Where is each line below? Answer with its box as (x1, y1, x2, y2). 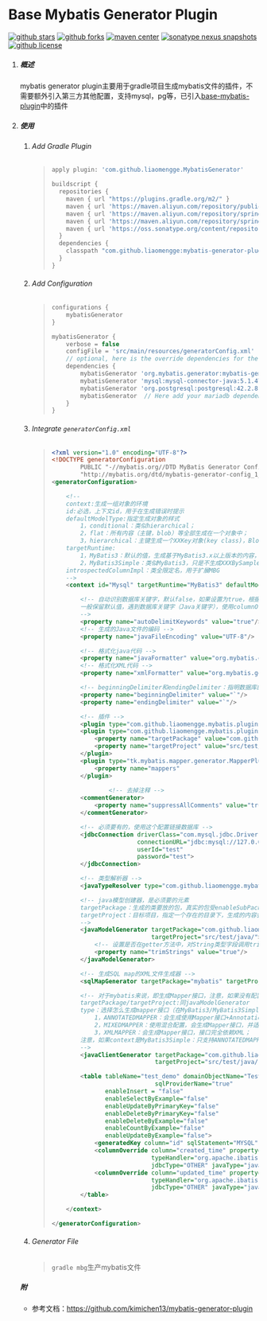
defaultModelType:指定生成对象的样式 (66, 515, 180, 523)
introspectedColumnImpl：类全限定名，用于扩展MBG (66, 567, 220, 575)
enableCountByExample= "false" (104, 1124, 205, 1132)
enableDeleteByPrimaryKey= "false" (104, 1109, 219, 1117)
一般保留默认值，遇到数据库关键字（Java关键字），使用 (79, 603, 234, 611)
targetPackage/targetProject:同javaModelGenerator (79, 999, 250, 1007)
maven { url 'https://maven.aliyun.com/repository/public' (66, 202, 265, 210)
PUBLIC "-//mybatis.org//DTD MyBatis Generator (79, 463, 241, 471)
